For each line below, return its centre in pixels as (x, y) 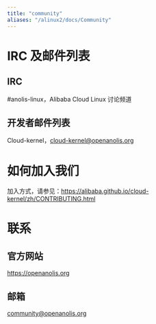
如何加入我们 (43, 171)
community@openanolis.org (47, 314)
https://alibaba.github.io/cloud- (105, 191)
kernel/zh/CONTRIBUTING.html (51, 199)
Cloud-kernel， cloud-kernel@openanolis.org (70, 141)
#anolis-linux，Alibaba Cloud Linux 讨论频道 (69, 99)
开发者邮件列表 (39, 123)
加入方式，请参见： (34, 191)
